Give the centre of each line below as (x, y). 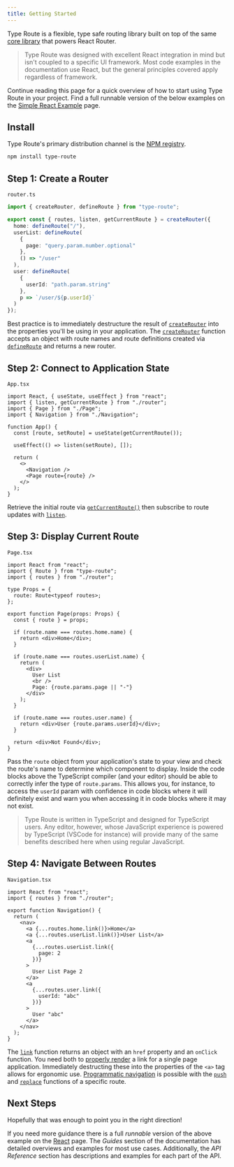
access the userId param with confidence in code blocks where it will (107, 791)
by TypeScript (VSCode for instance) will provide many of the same (121, 834)
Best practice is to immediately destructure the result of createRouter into (113, 324)
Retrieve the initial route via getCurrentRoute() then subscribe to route (108, 507)
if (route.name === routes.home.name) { (73, 632)
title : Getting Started (42, 14)
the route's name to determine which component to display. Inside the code (116, 769)
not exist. (21, 806)
